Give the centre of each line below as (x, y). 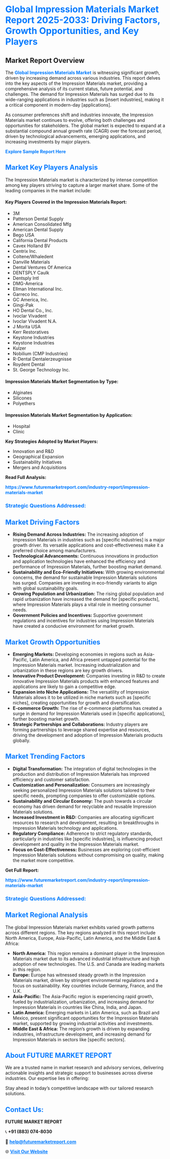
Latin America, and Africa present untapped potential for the (93, 659)
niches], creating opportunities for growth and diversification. (77, 703)
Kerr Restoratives (31, 332)
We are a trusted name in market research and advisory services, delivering (84, 1068)
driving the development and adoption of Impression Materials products (88, 735)
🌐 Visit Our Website (27, 1152)
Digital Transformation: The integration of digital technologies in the (84, 769)
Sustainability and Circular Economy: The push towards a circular (82, 801)
